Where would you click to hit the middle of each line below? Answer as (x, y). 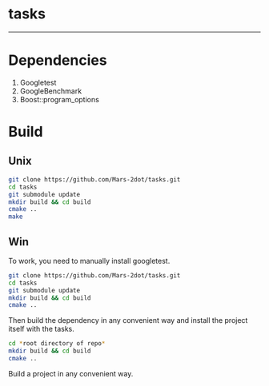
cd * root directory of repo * (57, 344)
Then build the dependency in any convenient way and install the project (128, 320)
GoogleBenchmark (51, 91)
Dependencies (58, 60)
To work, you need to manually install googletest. (89, 261)
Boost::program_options (60, 99)
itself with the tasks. (41, 329)
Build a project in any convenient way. (71, 373)
